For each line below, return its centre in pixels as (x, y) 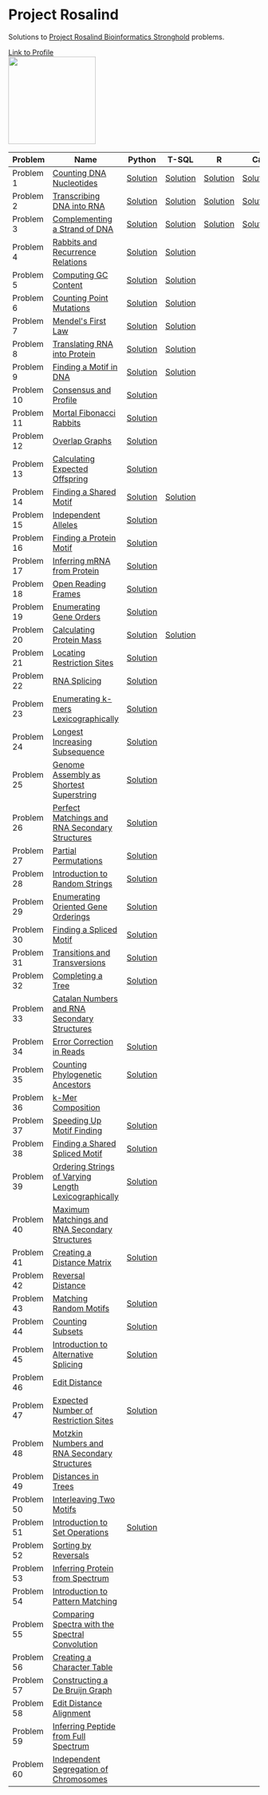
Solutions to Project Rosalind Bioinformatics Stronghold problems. (116, 37)
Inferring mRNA (81, 560)
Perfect (66, 808)
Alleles (65, 525)
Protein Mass (77, 640)
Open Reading (79, 584)
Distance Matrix (82, 1262)
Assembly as (77, 775)
